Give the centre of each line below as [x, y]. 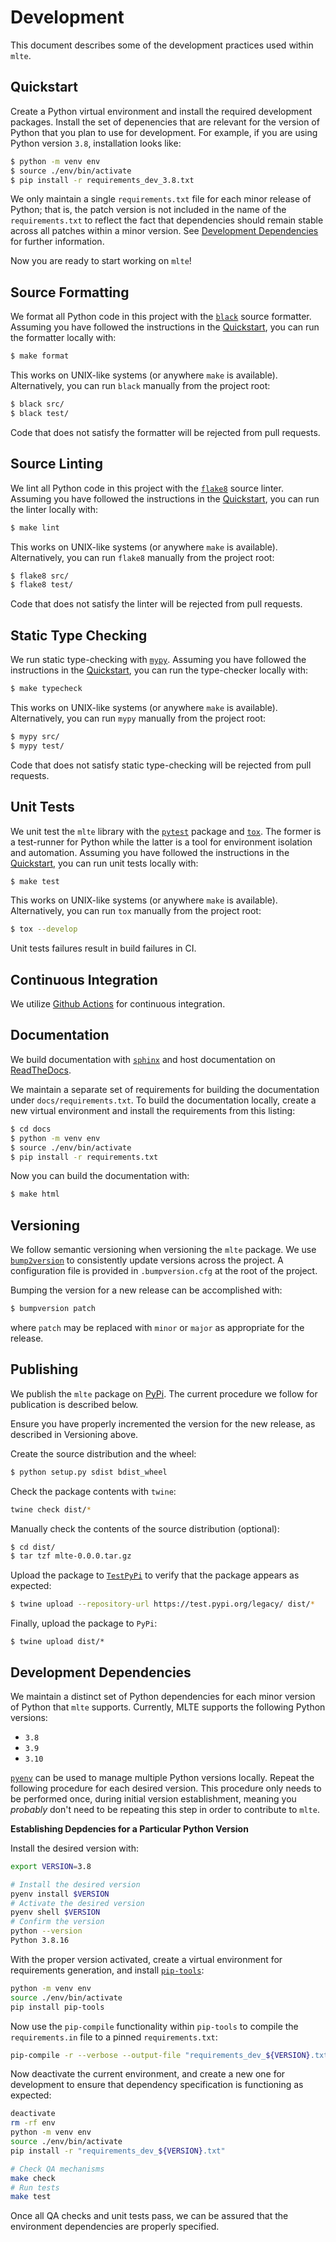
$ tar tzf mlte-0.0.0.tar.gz [71, 1556]
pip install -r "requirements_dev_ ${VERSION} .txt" [118, 2151]
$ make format [40, 356]
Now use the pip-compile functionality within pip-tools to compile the [154, 2026]
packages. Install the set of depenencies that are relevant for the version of [165, 122]
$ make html [35, 1194]
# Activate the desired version [77, 1903]
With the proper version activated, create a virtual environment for [146, 1959]
